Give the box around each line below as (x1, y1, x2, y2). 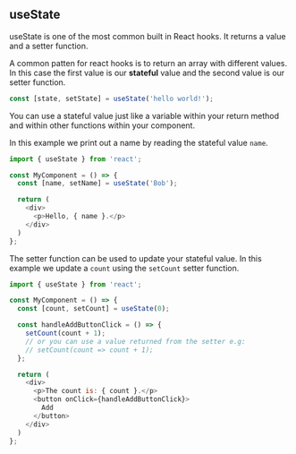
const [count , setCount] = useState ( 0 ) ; (17, 304, 170, 313)
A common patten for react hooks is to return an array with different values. (9, 57, 288, 68)
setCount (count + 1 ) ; (25, 329, 106, 338)
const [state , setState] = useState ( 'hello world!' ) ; (9, 94, 215, 103)
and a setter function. (9, 40, 89, 51)
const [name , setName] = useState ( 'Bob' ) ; (17, 179, 178, 188)
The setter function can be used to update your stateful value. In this (9, 253, 262, 263)
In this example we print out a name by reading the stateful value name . (9, 137, 268, 148)
